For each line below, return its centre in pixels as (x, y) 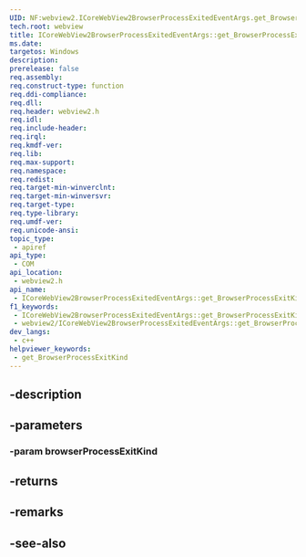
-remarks (36, 512)
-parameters (46, 426)
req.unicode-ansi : (44, 230)
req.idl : (26, 120)
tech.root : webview (46, 26)
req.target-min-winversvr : (61, 196)
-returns (34, 481)
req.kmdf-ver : (36, 145)
